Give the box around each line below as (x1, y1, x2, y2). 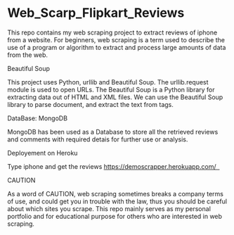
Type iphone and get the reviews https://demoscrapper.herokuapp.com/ (7, 162, 216, 170)
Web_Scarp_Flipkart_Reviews (7, 5, 185, 21)
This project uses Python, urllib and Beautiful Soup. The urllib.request (7, 77, 209, 86)
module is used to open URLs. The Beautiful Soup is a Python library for (7, 85, 216, 94)
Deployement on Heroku (7, 148, 78, 157)
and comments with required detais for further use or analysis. (7, 135, 188, 144)
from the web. (7, 51, 48, 59)
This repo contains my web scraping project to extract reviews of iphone (7, 28, 218, 37)
